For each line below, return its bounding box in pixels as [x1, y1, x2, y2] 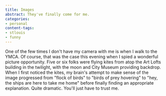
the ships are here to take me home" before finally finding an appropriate [5, 80, 154, 86]
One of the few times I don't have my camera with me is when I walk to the [5, 48, 158, 54]
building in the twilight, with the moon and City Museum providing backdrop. [5, 64, 161, 70]
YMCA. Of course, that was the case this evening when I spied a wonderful [5, 53, 159, 59]
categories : [5, 16, 30, 21]
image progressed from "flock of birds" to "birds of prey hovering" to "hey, [5, 75, 158, 81]
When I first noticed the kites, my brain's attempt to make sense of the [5, 69, 149, 75]
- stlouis [5, 30, 26, 35]
